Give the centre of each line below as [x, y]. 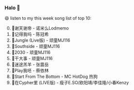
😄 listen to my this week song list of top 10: [48, 18]
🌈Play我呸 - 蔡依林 [30, 71]
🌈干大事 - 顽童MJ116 [32, 59]
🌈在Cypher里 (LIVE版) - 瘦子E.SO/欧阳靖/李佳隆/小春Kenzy [70, 83]
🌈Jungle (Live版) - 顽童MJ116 [41, 40]
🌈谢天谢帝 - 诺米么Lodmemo [40, 28]
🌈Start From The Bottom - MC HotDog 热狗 [55, 76]
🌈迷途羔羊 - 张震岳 [30, 64]
